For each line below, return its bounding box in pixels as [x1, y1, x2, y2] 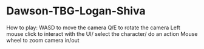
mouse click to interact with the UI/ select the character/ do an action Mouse [6, 30, 198, 37]
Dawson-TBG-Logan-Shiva [6, 4, 146, 18]
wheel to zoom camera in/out [6, 36, 80, 44]
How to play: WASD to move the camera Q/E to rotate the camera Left [6, 24, 180, 31]
